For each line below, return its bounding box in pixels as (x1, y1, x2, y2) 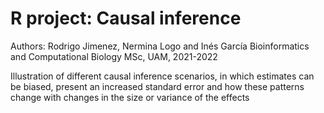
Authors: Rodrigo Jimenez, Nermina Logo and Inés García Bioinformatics (10, 40, 310, 52)
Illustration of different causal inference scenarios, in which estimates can (10, 70, 315, 82)
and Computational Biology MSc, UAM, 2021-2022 (10, 50, 218, 62)
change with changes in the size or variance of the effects (10, 91, 250, 103)
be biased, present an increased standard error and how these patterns (10, 80, 305, 92)
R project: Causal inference (10, 7, 242, 30)
